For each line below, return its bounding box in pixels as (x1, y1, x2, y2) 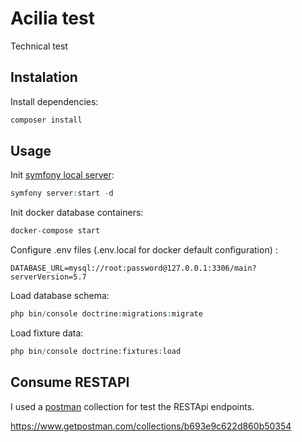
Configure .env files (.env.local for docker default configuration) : (10, 244, 278, 256)
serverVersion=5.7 (10, 272, 87, 282)
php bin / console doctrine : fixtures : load (10, 347, 182, 357)
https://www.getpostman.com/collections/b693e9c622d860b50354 (10, 420, 292, 432)
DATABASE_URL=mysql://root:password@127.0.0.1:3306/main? (10, 263, 257, 274)
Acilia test (10, 7, 95, 30)
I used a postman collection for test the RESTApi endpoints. (10, 400, 255, 412)
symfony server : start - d (10, 188, 114, 199)
